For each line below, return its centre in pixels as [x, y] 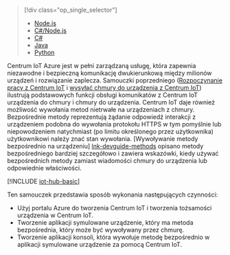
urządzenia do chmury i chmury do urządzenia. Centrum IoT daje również [111, 102]
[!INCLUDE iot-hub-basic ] [44, 181]
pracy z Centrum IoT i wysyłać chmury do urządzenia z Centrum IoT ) [104, 88]
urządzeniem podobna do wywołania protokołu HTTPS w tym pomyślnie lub [114, 124]
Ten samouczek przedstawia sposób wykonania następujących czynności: [113, 195]
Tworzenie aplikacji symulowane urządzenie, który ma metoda [105, 222]
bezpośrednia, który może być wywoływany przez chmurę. [100, 230]
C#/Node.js [50, 31]
